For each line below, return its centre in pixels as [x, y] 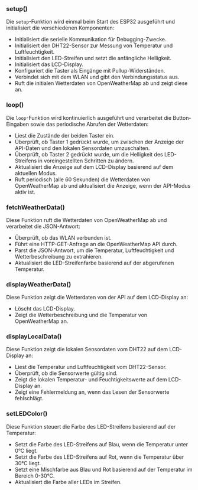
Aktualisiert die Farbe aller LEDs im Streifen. [68, 482]
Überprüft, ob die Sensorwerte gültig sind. [66, 373]
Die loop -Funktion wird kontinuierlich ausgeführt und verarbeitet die [89, 117]
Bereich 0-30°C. [35, 476]
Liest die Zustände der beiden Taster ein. [65, 135]
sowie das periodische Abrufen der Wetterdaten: [90, 124]
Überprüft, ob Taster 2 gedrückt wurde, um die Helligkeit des [89, 154]
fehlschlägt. [29, 398]
